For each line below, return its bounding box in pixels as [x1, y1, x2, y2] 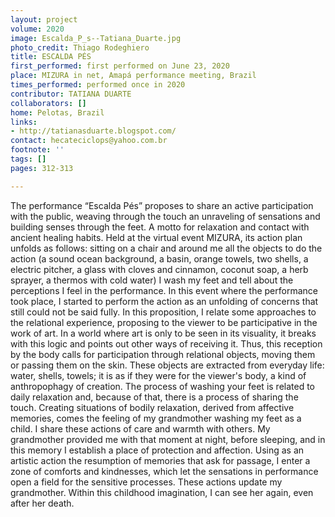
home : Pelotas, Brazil [10, 107, 105, 118]
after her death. [10, 497, 75, 509]
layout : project [10, 14, 78, 25]
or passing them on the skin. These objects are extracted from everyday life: [10, 359, 325, 371]
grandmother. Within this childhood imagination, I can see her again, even [10, 486, 314, 498]
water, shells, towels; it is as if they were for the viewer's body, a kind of [10, 369, 307, 381]
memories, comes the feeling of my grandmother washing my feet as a [10, 412, 302, 424]
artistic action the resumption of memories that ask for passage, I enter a [10, 454, 311, 466]
